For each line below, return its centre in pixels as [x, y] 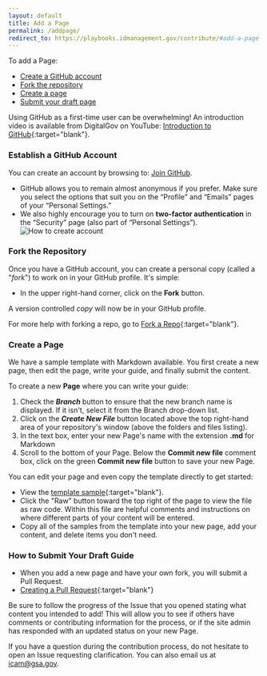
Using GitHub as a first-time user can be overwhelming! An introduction [126, 118]
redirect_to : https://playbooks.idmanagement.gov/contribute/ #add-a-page [134, 38]
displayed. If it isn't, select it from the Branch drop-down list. [120, 410]
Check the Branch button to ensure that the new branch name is [126, 402]
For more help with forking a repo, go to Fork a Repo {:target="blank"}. [124, 324]
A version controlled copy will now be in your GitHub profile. [107, 308]
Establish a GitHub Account [63, 155]
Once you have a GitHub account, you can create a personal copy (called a [132, 268]
